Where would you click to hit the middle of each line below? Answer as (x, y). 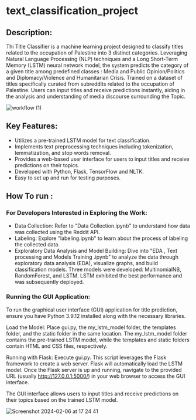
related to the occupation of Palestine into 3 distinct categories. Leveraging (97, 53)
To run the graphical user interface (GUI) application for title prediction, (92, 310)
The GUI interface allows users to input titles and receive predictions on (92, 394)
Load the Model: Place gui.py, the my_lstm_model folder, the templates (91, 327)
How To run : (30, 196)
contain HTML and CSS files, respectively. (57, 346)
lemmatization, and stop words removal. (63, 153)
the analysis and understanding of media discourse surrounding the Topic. (96, 96)
